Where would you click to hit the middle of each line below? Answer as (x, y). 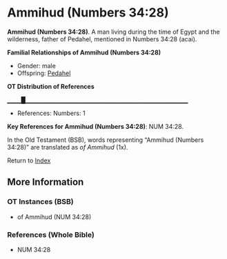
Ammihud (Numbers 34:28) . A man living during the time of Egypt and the (113, 32)
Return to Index (29, 160)
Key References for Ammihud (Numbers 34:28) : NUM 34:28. (96, 126)
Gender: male (37, 65)
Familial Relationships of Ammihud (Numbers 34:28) (84, 52)
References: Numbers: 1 (51, 113)
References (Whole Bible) (51, 234)
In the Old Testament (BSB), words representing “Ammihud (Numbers (106, 140)
